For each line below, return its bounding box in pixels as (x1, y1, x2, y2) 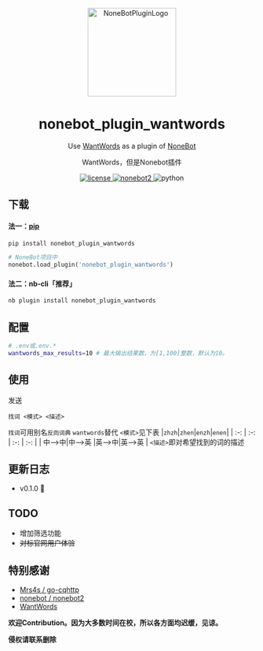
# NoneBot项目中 (8, 253, 58, 261)
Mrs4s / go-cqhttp (19, 585, 80, 594)
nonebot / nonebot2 (19, 594, 85, 603)
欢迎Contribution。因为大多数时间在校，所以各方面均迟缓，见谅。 (8, 618, 223, 627)
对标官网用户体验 (19, 538, 75, 548)
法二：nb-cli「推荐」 (8, 279, 76, 288)
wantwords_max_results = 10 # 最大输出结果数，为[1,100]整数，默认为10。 (8, 349, 228, 357)
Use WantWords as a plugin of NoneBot (68, 141, 196, 150)
